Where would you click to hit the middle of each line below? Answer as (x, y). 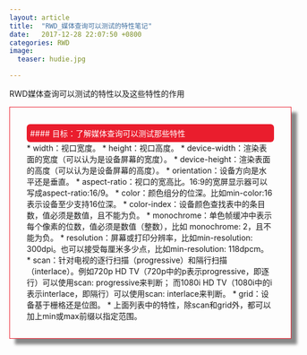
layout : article (39, 17)
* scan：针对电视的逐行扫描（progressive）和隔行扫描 (127, 260)
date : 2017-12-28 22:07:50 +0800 (76, 34)
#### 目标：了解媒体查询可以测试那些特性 (108, 134)
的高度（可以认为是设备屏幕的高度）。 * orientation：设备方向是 (143, 170)
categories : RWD (39, 43)
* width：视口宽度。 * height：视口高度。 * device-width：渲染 (143, 148)
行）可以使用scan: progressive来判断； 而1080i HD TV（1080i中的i (149, 282)
